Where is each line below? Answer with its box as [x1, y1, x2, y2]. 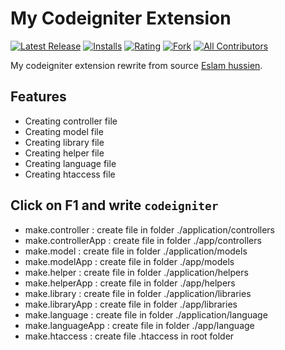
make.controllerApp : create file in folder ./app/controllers [24, 234, 262, 246]
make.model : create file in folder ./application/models [24, 245, 248, 257]
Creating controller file [24, 115, 118, 127]
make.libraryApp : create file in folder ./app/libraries [24, 298, 238, 310]
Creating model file [24, 125, 104, 137]
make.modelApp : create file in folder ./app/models [24, 255, 235, 267]
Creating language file [24, 157, 117, 169]
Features [10, 88, 67, 106]
